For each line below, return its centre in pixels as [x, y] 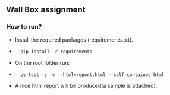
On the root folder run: [42, 62]
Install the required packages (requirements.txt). [74, 39]
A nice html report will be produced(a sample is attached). [86, 85]
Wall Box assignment [46, 10]
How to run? [24, 27]
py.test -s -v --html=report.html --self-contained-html [92, 75]
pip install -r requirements [56, 52]
